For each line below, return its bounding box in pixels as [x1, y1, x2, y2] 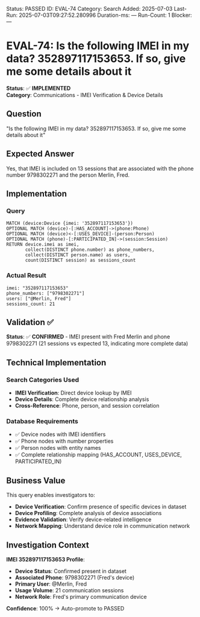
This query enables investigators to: [6, 492, 95, 499]
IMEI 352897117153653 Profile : [6, 555, 86, 563]
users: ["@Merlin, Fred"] [6, 296, 71, 302]
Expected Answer [6, 149, 75, 159]
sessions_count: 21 [6, 301, 55, 307]
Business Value [6, 475, 66, 486]
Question [6, 109, 42, 119]
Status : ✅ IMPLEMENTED [6, 84, 71, 92]
